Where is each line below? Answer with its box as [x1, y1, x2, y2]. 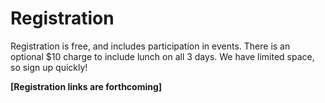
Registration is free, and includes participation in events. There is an [10, 40, 291, 52]
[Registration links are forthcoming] [10, 80, 163, 92]
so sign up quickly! [10, 61, 88, 73]
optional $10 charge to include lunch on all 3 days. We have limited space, [10, 50, 315, 62]
